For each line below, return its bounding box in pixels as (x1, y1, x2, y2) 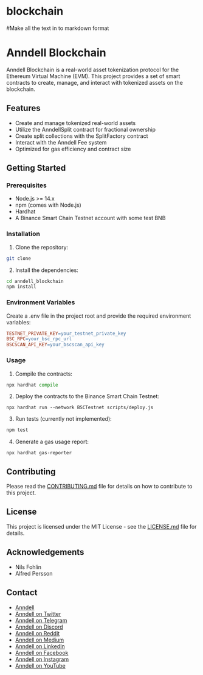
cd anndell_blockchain (6, 278, 64, 284)
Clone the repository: (15, 243, 69, 251)
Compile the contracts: (15, 370, 73, 377)
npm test (6, 427, 29, 434)
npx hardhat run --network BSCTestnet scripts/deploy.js (6, 404, 154, 411)
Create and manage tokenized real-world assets (15, 119, 136, 126)
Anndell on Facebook (15, 649, 69, 656)
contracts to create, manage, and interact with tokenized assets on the (6, 79, 184, 86)
